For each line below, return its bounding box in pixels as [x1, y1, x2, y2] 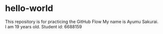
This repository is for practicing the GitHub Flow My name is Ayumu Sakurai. [5, 19, 159, 24]
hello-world [5, 3, 54, 14]
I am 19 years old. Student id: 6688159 [5, 23, 82, 29]
